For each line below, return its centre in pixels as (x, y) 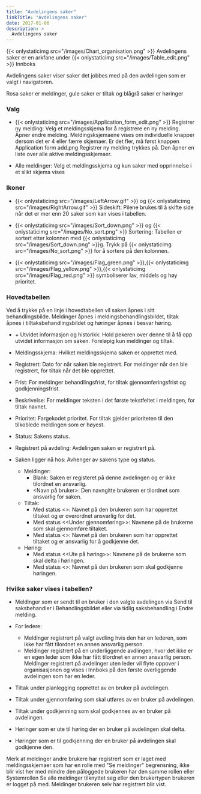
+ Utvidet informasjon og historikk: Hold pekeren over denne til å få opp (103, 335)
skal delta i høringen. (59, 561)
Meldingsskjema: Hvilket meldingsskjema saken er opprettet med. (96, 353)
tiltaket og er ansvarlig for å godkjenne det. (86, 542)
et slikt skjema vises (40, 172)
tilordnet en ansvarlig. (60, 484)
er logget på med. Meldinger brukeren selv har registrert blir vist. (86, 784)
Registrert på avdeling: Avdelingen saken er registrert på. (85, 448)
